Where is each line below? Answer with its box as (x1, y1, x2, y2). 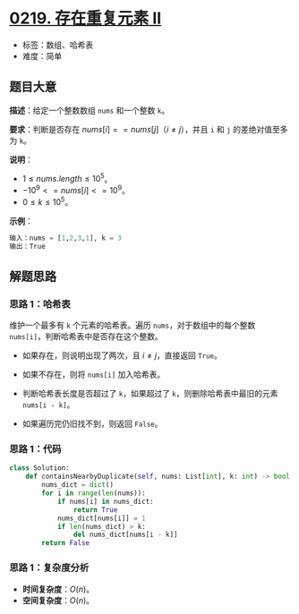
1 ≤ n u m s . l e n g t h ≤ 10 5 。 (21, 172, 113, 184)
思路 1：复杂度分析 (9, 561, 90, 574)
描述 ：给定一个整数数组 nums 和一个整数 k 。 (9, 105, 170, 115)
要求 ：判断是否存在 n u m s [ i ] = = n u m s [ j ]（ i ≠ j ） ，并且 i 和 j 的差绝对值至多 (9, 124, 288, 134)
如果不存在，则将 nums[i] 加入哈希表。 (21, 369, 166, 380)
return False (41, 539, 90, 548)
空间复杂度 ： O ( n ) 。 (21, 594, 95, 605)
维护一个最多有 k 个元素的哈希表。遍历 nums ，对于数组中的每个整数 (9, 320, 256, 331)
